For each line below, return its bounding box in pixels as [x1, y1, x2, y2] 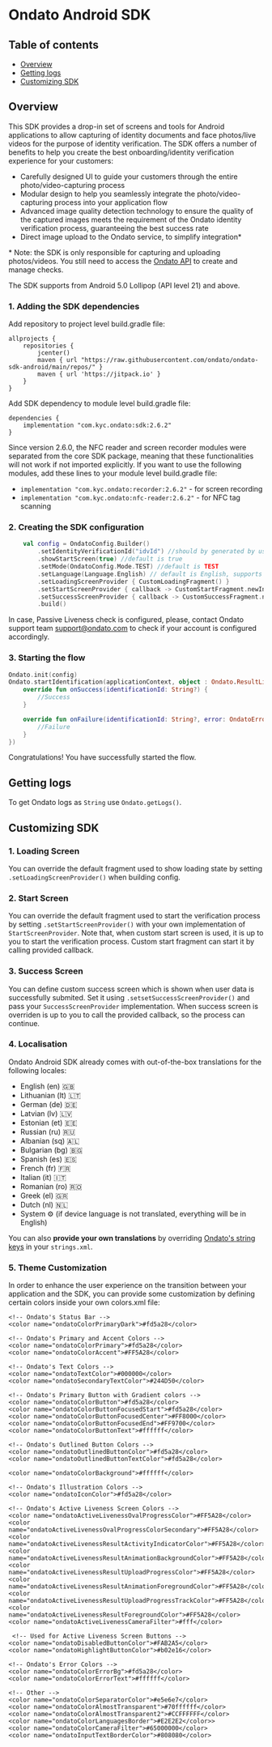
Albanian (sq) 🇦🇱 [19, 1136, 80, 1145]
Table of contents [8, 38, 99, 52]
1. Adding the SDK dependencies [8, 300, 140, 312]
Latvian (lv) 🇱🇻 [19, 1108, 73, 1119]
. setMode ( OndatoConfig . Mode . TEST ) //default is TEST [37, 563, 219, 571]
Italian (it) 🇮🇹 [19, 1172, 67, 1182]
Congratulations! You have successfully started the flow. [8, 752, 197, 762]
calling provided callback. [8, 945, 95, 955]
